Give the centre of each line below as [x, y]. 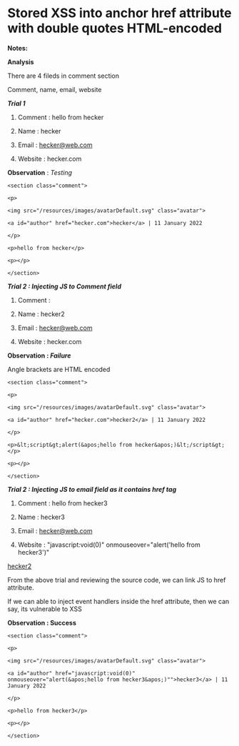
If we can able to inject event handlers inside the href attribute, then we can [118, 601]
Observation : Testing [40, 172]
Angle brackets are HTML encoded [59, 369]
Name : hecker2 [41, 314]
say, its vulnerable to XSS [45, 609]
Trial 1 [17, 103]
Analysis [21, 61]
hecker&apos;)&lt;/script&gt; [180, 445]
